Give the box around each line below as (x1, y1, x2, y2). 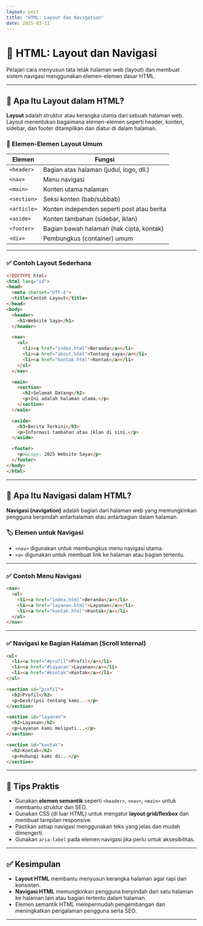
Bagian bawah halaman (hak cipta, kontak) (43, 224, 164, 233)
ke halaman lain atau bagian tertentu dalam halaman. (14, 895, 147, 902)
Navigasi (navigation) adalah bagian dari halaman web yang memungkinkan (6, 506, 197, 514)
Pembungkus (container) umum (43, 234, 134, 243)
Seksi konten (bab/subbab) (43, 195, 121, 203)
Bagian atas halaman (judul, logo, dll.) (43, 166, 150, 174)
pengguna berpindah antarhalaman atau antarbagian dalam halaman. (6, 513, 178, 520)
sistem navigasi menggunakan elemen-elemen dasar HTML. (6, 73, 156, 80)
